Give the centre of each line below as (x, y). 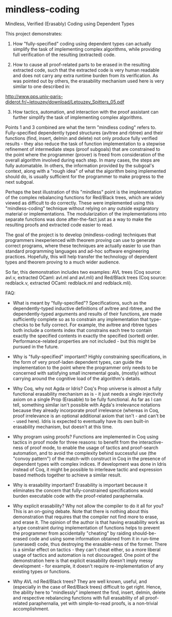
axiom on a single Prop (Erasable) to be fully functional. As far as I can (87, 399)
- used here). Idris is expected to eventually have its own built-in (81, 421)
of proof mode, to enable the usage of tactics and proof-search (91, 447)
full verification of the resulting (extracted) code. (64, 55)
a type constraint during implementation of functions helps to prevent (86, 527)
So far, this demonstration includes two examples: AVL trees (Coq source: (83, 272)
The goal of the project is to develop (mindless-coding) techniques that (81, 235)
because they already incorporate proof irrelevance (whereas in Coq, (86, 410)
